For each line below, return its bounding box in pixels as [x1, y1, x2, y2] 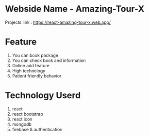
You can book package [12, 52, 58, 58]
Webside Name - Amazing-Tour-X [5, 3, 145, 15]
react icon [12, 116, 33, 122]
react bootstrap [12, 111, 43, 117]
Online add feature [12, 62, 50, 68]
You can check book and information [12, 57, 86, 63]
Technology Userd [5, 90, 81, 101]
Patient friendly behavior [12, 73, 62, 78]
